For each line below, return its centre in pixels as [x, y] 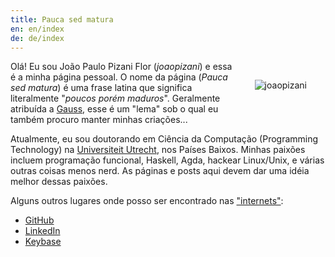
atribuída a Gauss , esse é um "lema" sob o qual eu [114, 109]
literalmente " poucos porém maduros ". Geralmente [115, 98]
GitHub [39, 220]
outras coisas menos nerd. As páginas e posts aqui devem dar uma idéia [160, 171]
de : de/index [37, 38]
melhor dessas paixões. [59, 182]
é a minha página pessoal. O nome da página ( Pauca [119, 77]
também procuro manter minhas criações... [99, 120]
